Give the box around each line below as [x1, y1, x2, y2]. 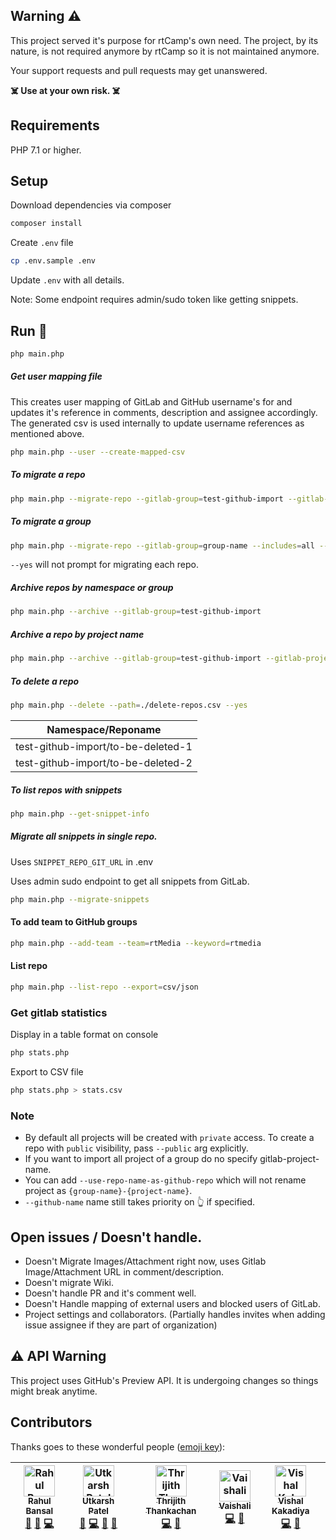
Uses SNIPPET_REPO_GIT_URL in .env [10, 855, 154, 868]
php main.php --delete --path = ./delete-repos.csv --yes [10, 700, 248, 711]
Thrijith [156, 1495, 187, 1507]
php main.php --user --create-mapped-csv [10, 447, 186, 457]
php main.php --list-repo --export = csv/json [10, 982, 199, 992]
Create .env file [10, 237, 74, 249]
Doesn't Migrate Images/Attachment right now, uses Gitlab [24, 1255, 267, 1267]
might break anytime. [10, 1385, 98, 1397]
